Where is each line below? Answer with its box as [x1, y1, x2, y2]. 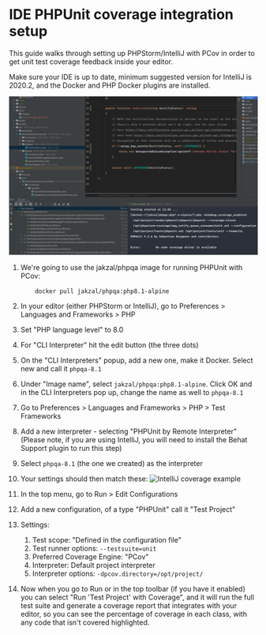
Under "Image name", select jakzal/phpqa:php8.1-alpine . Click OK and [20, 379, 253, 389]
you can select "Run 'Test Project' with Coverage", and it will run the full [20, 592, 255, 602]
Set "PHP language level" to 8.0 [20, 325, 124, 334]
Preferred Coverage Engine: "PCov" [32, 551, 149, 562]
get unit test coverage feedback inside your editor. [9, 57, 173, 66]
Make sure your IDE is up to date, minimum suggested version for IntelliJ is [9, 72, 252, 81]
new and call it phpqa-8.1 [20, 363, 102, 373]
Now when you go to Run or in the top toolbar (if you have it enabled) [20, 584, 245, 593]
